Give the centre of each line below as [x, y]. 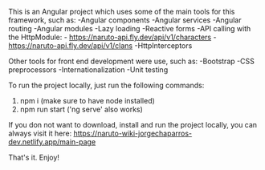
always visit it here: [40, 133]
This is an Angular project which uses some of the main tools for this [122, 12]
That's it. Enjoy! [34, 157]
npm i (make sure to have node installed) [87, 101]
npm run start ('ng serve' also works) [81, 109]
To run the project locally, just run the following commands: [106, 85]
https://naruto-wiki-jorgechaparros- [133, 133]
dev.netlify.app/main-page [52, 142]
